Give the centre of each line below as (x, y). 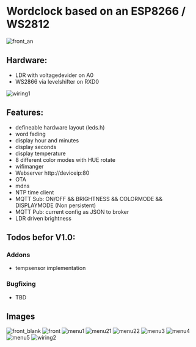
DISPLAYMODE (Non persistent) (56, 205)
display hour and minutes (47, 140)
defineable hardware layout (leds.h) (60, 127)
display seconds (36, 147)
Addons (18, 255)
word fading (30, 134)
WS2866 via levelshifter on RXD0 (57, 81)
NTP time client (34, 192)
